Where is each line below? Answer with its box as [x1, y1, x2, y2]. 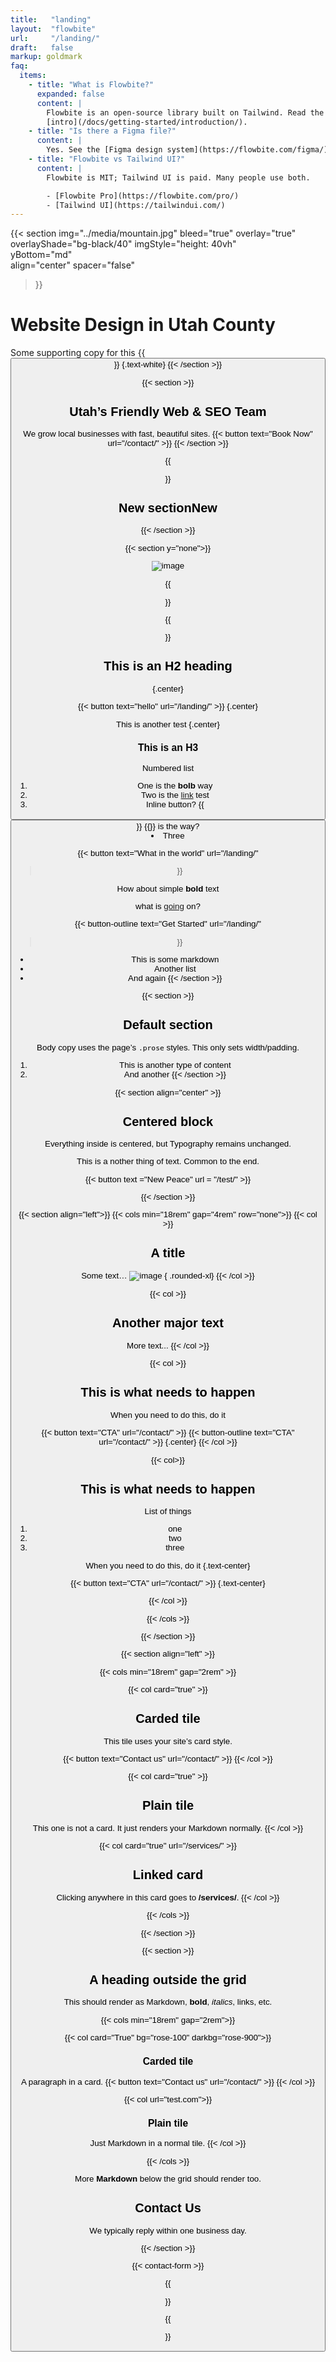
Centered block [122, 1114, 214, 1129]
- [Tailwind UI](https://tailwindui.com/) [46, 200, 226, 210]
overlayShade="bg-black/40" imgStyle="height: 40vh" [10, 238, 237, 250]
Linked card [132, 1867, 204, 1883]
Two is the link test [140, 790, 210, 801]
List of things [144, 1506, 192, 1517]
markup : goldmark [10, 52, 83, 62]
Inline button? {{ [146, 799, 205, 810]
